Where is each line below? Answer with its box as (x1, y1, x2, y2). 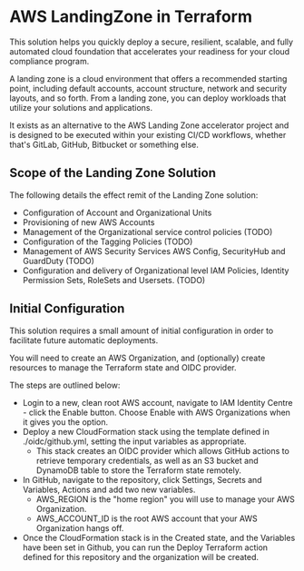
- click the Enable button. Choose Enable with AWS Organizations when (22, 407, 290, 418)
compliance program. (9, 55, 90, 66)
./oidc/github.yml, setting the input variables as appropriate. (22, 436, 247, 447)
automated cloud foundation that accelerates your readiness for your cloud (9, 45, 290, 56)
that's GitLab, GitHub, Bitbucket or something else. (9, 139, 200, 150)
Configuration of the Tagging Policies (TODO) (22, 236, 193, 247)
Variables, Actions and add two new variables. (22, 484, 196, 495)
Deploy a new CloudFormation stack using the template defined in (22, 426, 270, 437)
